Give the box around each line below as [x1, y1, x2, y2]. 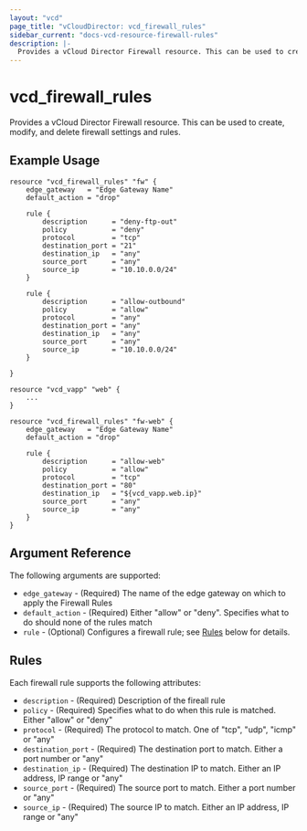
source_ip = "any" [42, 504, 142, 514]
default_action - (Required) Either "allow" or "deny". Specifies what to [22, 606, 290, 617]
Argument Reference [9, 545, 132, 562]
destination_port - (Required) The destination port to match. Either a [22, 743, 283, 754]
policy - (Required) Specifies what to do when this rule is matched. [22, 704, 277, 715]
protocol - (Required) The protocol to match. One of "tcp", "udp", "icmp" [22, 723, 297, 735]
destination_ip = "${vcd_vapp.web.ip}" [42, 489, 203, 498]
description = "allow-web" [42, 457, 166, 466]
